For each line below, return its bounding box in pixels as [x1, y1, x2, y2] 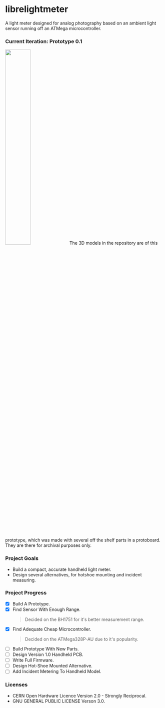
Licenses [5, 681, 28, 688]
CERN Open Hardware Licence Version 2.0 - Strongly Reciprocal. [12, 692, 146, 698]
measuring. [12, 577, 36, 583]
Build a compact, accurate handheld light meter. [12, 566, 111, 572]
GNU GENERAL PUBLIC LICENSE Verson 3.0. [12, 698, 105, 704]
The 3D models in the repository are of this [69, 240, 158, 246]
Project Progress [5, 589, 47, 596]
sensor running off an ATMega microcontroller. [5, 25, 101, 31]
